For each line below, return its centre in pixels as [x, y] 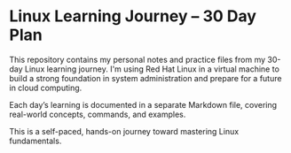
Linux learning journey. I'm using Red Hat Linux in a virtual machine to [152, 69]
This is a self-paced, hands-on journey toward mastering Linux [124, 131]
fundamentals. [35, 141]
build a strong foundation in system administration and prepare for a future [145, 78]
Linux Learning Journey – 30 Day [133, 16]
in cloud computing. [46, 88]
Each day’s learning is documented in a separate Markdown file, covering [143, 104]
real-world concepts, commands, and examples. [98, 114]
